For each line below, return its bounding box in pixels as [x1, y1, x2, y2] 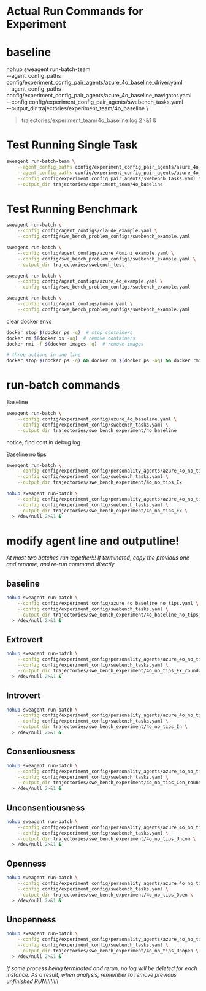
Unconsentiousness [6, 802, 85, 813]
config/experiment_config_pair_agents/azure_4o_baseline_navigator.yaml [6, 92, 192, 99]
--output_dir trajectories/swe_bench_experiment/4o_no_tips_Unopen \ [17, 947, 199, 954]
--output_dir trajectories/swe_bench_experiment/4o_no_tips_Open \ [17, 892, 193, 898]
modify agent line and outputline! [6, 534, 180, 548]
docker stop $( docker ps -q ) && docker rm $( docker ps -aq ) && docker [6, 357, 191, 364]
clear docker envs [6, 317, 52, 325]
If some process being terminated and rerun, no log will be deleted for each [6, 964, 198, 972]
